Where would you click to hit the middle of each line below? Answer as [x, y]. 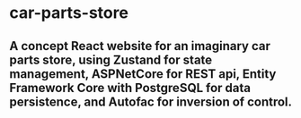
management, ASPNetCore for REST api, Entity [143, 74]
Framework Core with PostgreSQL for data [130, 88]
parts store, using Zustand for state [111, 59]
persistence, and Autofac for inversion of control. [151, 101]
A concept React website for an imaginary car [140, 46]
